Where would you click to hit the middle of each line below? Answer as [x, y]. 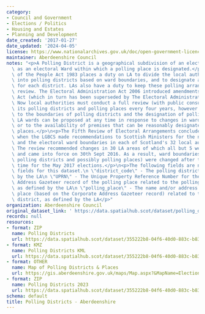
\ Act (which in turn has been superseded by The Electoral [90, 97]
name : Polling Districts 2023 [50, 285]
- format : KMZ [24, 245]
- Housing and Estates [35, 29]
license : [17, 52]
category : [19, 12]
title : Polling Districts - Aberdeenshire [61, 302]
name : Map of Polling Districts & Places [65, 268]
